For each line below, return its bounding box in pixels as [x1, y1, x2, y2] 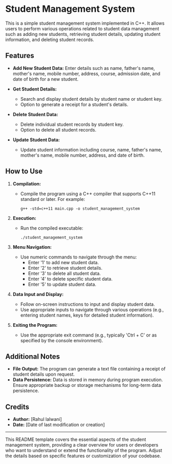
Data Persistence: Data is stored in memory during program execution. [12, 377, 163, 383]
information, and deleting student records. [5, 36, 95, 43]
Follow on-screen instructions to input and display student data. [20, 301, 155, 307]
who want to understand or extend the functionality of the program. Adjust [5, 448, 162, 454]
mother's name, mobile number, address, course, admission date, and [12, 70, 160, 77]
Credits [5, 402, 30, 411]
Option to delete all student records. [20, 126, 97, 133]
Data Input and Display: [12, 291, 64, 297]
